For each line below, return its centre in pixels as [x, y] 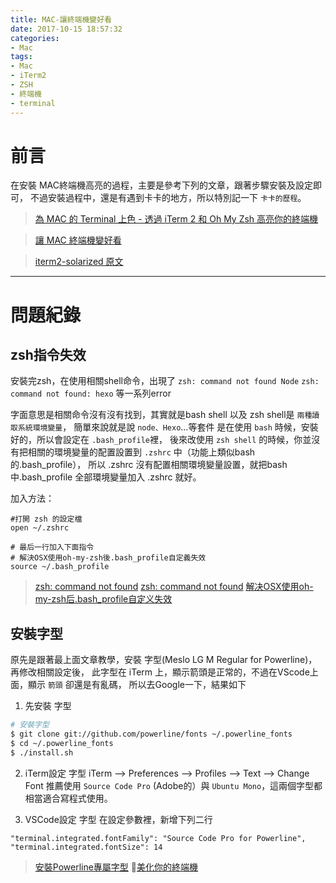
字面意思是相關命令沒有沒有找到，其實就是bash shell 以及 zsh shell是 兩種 [161, 415]
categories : [35, 38]
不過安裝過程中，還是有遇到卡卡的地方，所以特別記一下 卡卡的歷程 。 [168, 198]
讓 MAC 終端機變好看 [78, 240]
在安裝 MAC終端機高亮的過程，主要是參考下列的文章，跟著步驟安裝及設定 [161, 185]
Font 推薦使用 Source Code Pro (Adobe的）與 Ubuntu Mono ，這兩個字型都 [173, 785]
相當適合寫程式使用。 [68, 798]
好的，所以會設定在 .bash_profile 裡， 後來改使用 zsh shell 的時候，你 [156, 440]
